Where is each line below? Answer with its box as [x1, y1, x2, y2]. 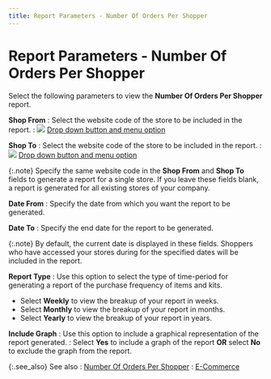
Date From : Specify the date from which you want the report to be [8, 198, 231, 208]
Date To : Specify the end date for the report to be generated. [8, 223, 214, 232]
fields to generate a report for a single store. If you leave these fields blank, [8, 174, 259, 184]
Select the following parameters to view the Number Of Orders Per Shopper [8, 91, 263, 100]
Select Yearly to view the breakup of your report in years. [19, 313, 213, 322]
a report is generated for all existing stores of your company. [8, 183, 210, 193]
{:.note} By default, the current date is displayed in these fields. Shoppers [8, 238, 253, 248]
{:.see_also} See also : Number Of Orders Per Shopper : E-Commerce [8, 361, 240, 371]
